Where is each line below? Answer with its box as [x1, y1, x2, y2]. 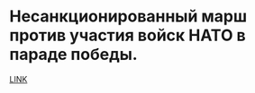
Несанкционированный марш [9, 6, 248, 27]
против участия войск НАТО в [9, 25, 246, 46]
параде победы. [9, 45, 138, 64]
